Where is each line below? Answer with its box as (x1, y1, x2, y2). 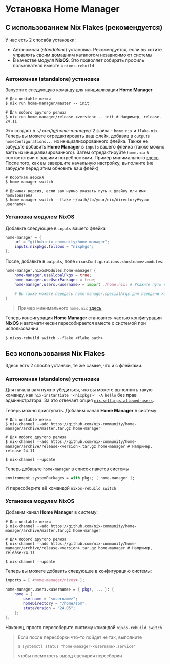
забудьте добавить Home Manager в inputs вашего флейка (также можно (5, 144, 165, 150)
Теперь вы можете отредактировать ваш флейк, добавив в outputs (5, 133, 150, 139)
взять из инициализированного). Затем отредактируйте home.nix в (5, 149, 149, 155)
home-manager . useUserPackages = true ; (14, 277, 96, 282)
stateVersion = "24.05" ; (23, 606, 76, 611)
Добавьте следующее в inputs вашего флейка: (5, 225, 107, 231)
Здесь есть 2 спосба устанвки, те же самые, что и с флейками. (5, 363, 143, 369)
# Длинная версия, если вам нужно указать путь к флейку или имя (5, 189, 146, 194)
